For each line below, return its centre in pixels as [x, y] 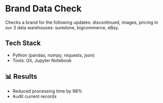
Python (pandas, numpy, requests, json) [53, 55]
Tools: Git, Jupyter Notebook [42, 60]
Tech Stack [23, 43]
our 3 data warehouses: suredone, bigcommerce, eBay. [62, 27]
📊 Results [21, 77]
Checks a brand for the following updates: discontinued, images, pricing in [82, 22]
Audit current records [34, 96]
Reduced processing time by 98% [47, 91]
